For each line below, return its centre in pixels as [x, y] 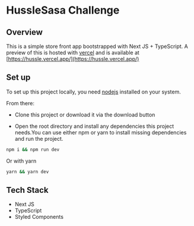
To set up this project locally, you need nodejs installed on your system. [93, 92]
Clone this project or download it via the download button [85, 114]
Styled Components [39, 217]
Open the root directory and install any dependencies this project [94, 126]
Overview [25, 32]
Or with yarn [21, 161]
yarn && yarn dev [28, 172]
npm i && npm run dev [33, 149]
